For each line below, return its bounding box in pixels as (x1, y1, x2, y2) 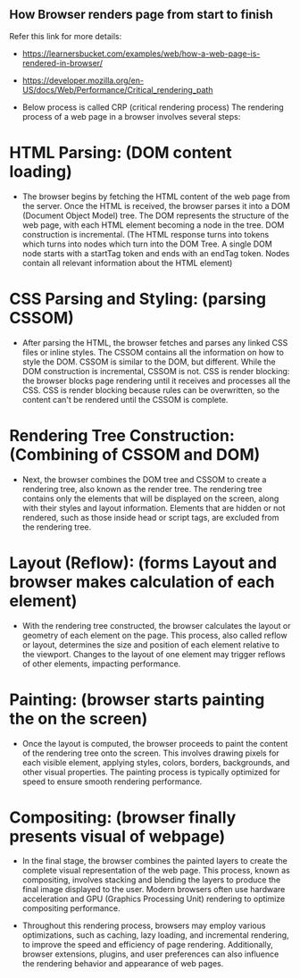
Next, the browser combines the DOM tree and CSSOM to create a (21, 473, 267, 485)
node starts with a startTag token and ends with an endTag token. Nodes (21, 247, 290, 258)
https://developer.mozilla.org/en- (21, 75, 145, 86)
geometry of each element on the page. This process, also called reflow (21, 630, 287, 640)
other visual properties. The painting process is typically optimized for (21, 766, 280, 777)
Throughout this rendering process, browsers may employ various (21, 920, 266, 932)
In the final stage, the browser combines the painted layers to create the (21, 856, 287, 866)
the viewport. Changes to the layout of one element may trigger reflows (21, 648, 286, 659)
